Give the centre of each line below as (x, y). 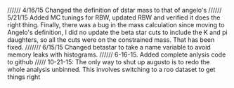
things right (24, 77)
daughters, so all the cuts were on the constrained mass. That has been (111, 40)
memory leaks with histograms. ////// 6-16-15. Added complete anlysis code (117, 54)
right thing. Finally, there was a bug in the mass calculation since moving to (116, 25)
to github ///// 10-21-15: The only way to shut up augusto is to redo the (109, 62)
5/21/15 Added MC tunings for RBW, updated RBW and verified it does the (114, 17)
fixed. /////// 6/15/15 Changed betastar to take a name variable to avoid (109, 47)
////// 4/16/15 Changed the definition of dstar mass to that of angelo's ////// (115, 10)
